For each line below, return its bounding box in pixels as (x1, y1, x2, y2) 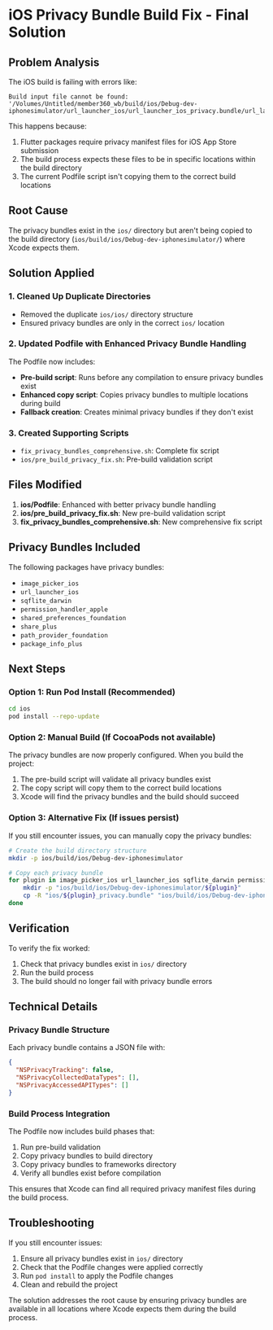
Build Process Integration (8, 1108, 110, 1119)
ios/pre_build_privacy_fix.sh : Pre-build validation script (19, 454, 213, 465)
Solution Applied (8, 266, 95, 280)
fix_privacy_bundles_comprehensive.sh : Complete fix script (19, 446, 219, 456)
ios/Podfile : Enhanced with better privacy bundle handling (19, 499, 217, 510)
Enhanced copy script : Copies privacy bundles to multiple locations (19, 389, 249, 400)
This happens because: (8, 121, 87, 131)
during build (19, 398, 61, 408)
